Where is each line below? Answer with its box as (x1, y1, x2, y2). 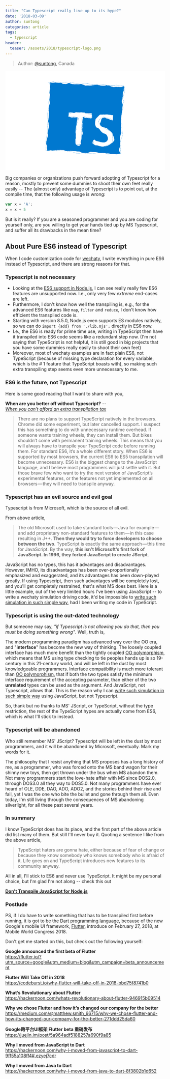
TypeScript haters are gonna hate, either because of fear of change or (17, 846, 165, 853)
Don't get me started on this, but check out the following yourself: (5, 939, 143, 945)
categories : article (5, 24, 49, 30)
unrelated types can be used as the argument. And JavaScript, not (5, 682, 146, 688)
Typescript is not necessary (5, 273, 76, 280)
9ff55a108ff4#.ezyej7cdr (5, 1053, 57, 1059)
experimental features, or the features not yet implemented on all (17, 475, 154, 481)
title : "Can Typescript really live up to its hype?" (5, 8, 122, 13)
